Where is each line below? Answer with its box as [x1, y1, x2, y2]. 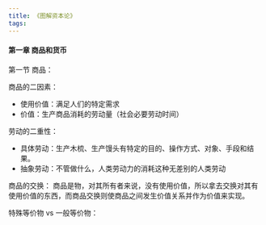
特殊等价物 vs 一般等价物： [8, 207, 99, 218]
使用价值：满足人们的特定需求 [19, 98, 120, 109]
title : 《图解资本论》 [8, 11, 77, 20]
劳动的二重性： [8, 126, 58, 135]
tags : [8, 19, 27, 27]
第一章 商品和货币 [8, 45, 67, 55]
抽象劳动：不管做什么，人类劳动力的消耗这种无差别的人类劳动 [19, 163, 226, 173]
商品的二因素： [8, 81, 58, 91]
